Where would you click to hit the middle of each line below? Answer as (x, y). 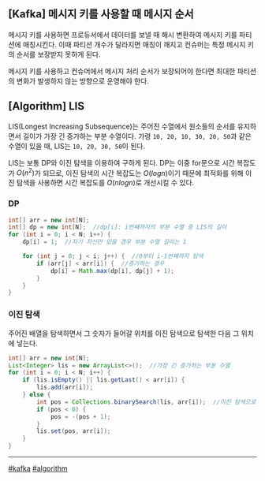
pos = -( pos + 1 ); (80, 416)
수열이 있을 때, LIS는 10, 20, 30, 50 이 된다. (77, 146)
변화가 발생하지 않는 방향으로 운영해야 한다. (83, 80)
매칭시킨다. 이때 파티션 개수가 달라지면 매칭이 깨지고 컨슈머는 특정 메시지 (134, 44)
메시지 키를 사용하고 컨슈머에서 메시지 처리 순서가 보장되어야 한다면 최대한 (122, 71)
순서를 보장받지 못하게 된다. (58, 54)
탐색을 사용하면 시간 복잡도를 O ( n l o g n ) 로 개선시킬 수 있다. (105, 183)
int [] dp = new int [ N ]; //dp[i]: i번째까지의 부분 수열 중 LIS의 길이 (118, 227)
